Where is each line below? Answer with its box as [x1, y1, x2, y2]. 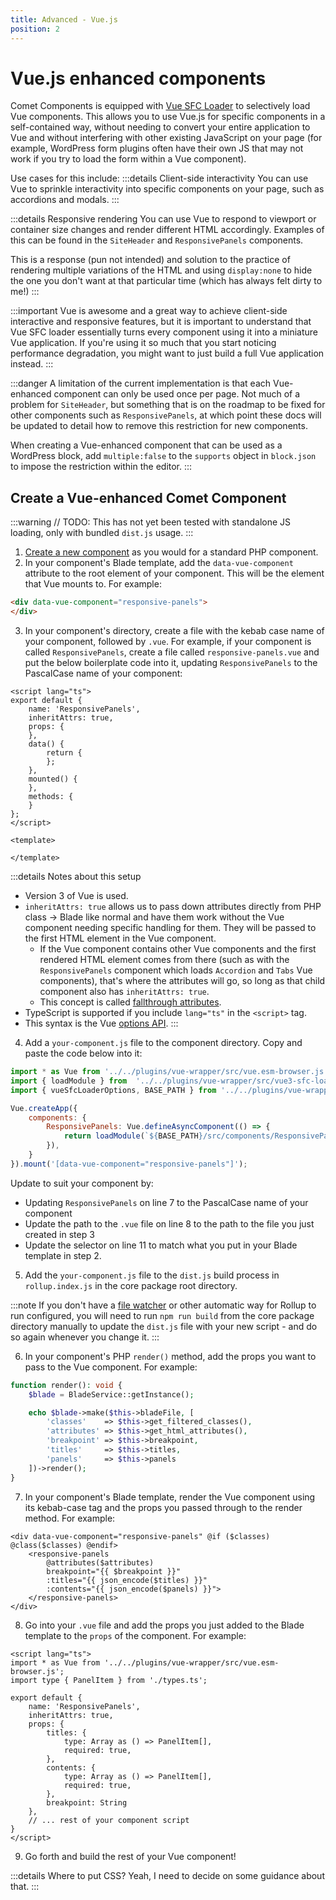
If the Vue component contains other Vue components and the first [39, 943, 317, 955]
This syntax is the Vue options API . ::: [24, 1017, 179, 1029]
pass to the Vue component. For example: [24, 1361, 198, 1373]
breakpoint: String [46, 1797, 128, 1808]
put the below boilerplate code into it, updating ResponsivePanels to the [24, 657, 318, 668]
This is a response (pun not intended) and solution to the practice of [10, 254, 291, 266]
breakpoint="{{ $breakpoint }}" [46, 1566, 182, 1576]
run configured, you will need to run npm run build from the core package [10, 1309, 315, 1321]
